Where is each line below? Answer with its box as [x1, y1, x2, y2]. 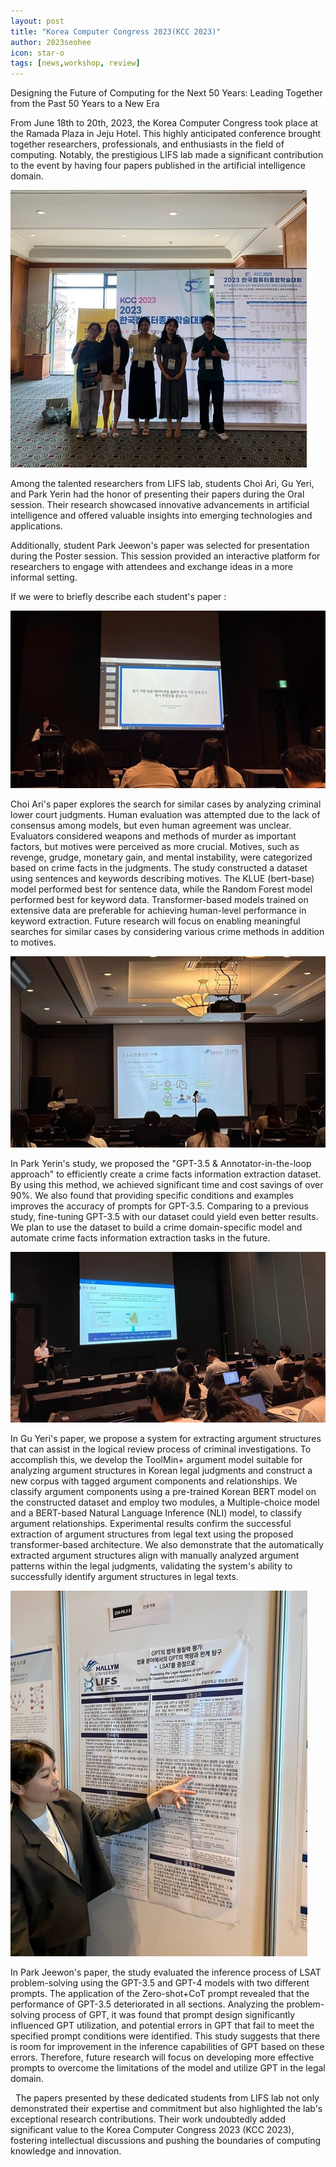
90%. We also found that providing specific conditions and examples [10, 1190, 294, 1202]
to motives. [10, 936, 57, 948]
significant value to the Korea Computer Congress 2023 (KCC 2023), [10, 2124, 295, 2136]
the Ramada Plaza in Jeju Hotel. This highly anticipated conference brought [10, 128, 322, 140]
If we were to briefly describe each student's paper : [10, 591, 227, 603]
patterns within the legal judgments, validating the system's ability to [10, 1560, 293, 1572]
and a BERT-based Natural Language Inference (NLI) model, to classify [10, 1507, 303, 1519]
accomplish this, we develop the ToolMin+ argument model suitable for [10, 1454, 303, 1466]
